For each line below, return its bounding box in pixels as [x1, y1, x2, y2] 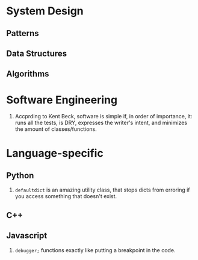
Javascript [6, 231, 48, 241]
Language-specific [6, 147, 104, 160]
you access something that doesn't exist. [14, 193, 117, 200]
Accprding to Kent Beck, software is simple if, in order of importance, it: [14, 113, 193, 120]
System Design [6, 4, 84, 18]
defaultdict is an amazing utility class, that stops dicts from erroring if [14, 186, 191, 193]
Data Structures [6, 48, 67, 58]
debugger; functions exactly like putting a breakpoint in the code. [14, 246, 176, 253]
